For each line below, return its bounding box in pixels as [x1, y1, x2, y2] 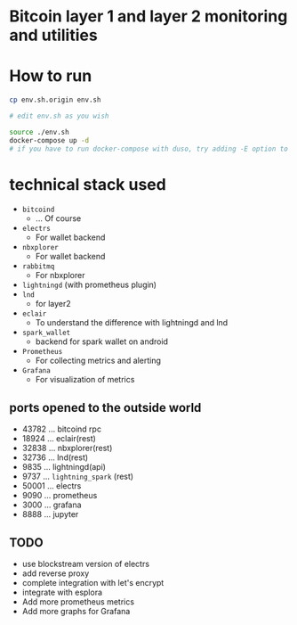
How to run [9, 66, 92, 86]
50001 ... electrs [21, 481, 82, 491]
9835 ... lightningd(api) [21, 462, 107, 473]
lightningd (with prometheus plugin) [21, 279, 157, 291]
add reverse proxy [21, 568, 90, 579]
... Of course [35, 213, 82, 224]
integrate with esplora [21, 587, 103, 598]
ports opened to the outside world [9, 399, 202, 415]
